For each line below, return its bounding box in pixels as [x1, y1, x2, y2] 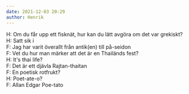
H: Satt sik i [6, 37, 35, 44]
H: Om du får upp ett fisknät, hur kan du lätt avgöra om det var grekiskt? [6, 30, 183, 37]
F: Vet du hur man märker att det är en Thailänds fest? [6, 49, 139, 57]
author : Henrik [6, 14, 44, 20]
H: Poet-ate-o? [6, 75, 43, 82]
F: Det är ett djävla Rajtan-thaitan [6, 62, 88, 69]
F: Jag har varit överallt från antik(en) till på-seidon [6, 43, 131, 51]
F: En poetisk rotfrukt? [6, 68, 61, 76]
